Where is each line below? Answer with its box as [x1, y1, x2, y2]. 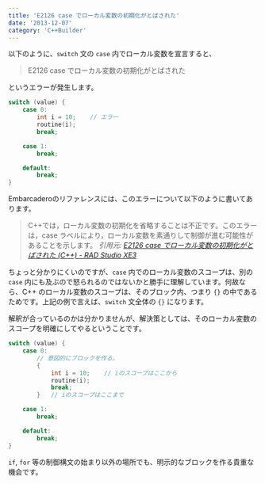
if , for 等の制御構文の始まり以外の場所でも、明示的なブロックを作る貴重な [8, 457, 255, 467]
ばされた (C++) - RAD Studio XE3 [27, 250, 137, 260]
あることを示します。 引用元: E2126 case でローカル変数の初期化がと [27, 241, 254, 250]
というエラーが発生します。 [8, 82, 98, 92]
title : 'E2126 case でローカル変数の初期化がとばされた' [8, 11, 180, 20]
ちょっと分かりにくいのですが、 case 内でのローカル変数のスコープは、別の [8, 267, 254, 277]
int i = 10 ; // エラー [36, 113, 119, 121]
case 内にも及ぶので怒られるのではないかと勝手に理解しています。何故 [8, 277, 240, 287]
